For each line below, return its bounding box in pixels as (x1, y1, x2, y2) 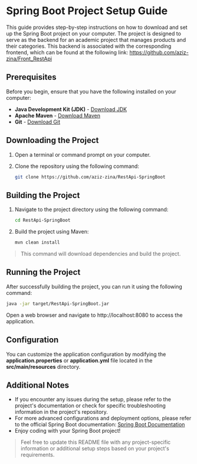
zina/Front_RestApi (6, 55, 52, 62)
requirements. (20, 451, 55, 459)
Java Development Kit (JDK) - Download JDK (14, 105, 127, 113)
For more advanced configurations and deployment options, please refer (14, 415, 192, 422)
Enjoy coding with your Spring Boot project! (14, 427, 121, 434)
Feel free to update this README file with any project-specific (20, 439, 171, 446)
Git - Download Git (14, 118, 61, 125)
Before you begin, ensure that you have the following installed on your (6, 87, 176, 95)
